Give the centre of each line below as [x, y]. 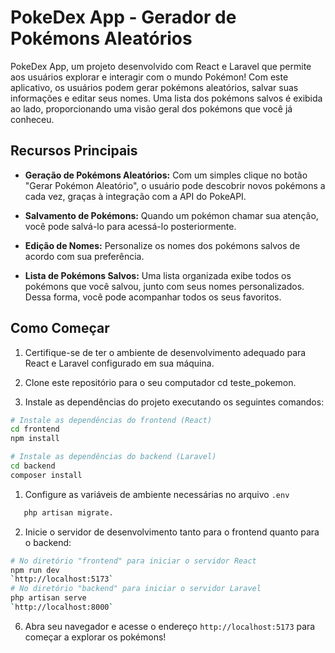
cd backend [33, 466]
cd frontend [35, 429]
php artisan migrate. [68, 512]
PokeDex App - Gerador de [123, 17]
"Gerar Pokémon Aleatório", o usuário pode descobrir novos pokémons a [175, 185]
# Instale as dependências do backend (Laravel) [113, 457]
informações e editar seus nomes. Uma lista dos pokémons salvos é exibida [166, 98]
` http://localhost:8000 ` [62, 607]
